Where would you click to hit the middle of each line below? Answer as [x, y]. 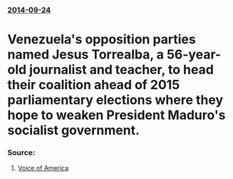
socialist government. [74, 131]
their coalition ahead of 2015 [94, 85]
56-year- [194, 55]
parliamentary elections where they [115, 100]
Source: [21, 153]
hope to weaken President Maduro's [116, 115]
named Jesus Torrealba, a [86, 55]
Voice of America [43, 168]
